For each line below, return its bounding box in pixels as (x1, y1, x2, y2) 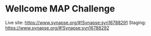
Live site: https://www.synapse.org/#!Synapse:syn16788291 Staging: (5, 19, 146, 25)
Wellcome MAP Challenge (5, 3, 115, 14)
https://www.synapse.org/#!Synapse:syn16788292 (5, 24, 110, 30)
